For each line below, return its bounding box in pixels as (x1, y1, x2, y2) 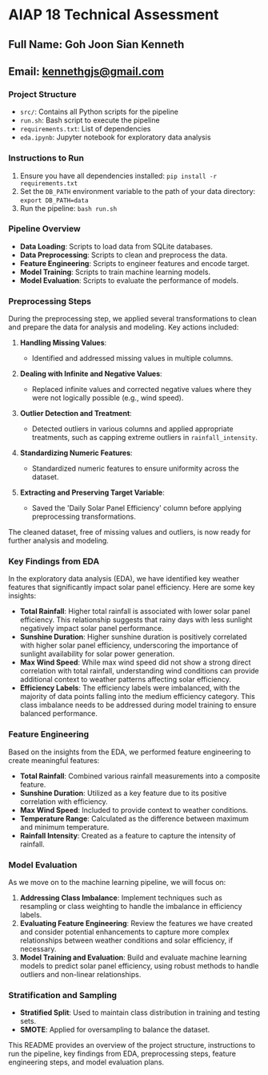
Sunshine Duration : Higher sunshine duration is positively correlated (19, 632, 247, 642)
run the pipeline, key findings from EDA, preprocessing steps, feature (8, 1049, 236, 1059)
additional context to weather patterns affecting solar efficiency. (19, 675, 232, 685)
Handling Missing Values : (19, 338, 107, 348)
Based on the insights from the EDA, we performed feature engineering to (8, 747, 251, 757)
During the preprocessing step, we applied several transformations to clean (8, 314, 258, 324)
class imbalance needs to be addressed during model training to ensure (19, 700, 258, 710)
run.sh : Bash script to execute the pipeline (19, 115, 160, 125)
